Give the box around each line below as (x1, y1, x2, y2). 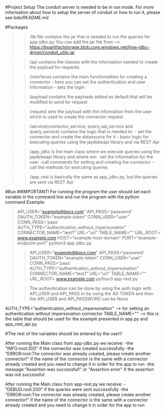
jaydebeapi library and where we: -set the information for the (29, 154, 154, 160)
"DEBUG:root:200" (5, 386, 43, 392)
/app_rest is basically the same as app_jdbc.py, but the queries (29, 174, 158, 179)
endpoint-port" (17, 240, 48, 246)
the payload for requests (29, 64, 80, 70)
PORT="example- (122, 235, 158, 241)
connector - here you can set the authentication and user (29, 79, 146, 85)
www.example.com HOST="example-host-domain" (17, 235, 121, 241)
